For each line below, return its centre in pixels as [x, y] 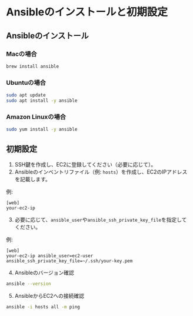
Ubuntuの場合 [26, 82]
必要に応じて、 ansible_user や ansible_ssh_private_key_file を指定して [101, 219]
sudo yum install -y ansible [42, 129]
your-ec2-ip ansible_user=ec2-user [50, 256]
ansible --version [29, 284]
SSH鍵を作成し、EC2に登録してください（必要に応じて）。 [85, 164]
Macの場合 [21, 54]
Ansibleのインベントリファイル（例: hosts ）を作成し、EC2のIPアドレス [101, 172]
